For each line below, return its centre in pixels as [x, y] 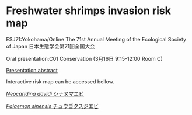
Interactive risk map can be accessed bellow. [60, 81]
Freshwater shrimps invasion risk [88, 11]
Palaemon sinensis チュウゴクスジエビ [53, 106]
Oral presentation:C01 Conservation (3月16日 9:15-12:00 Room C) [85, 58]
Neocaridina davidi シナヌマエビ [45, 93]
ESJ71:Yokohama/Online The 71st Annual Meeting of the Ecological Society [96, 39]
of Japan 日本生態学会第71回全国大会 [50, 46]
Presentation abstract [32, 70]
